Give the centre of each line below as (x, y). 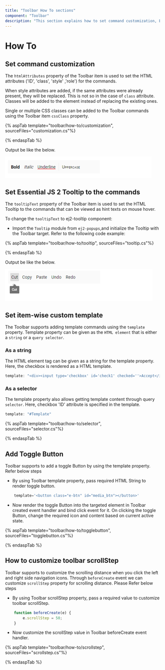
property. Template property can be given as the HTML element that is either (81, 332)
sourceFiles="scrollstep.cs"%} (36, 653)
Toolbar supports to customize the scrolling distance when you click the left (82, 572)
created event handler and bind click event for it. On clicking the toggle (84, 511)
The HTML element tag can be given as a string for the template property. (80, 361)
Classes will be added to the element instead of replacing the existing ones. (82, 101)
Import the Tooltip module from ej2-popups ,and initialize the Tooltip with (85, 228)
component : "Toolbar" (27, 16)
